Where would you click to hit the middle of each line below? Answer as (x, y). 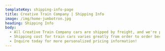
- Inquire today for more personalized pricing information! (73, 41)
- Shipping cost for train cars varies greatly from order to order (81, 37)
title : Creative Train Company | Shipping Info (55, 14)
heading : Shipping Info (29, 23)
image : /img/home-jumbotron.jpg (38, 18)
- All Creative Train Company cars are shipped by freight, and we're (83, 32)
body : (11, 28)
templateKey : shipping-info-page (39, 9)
